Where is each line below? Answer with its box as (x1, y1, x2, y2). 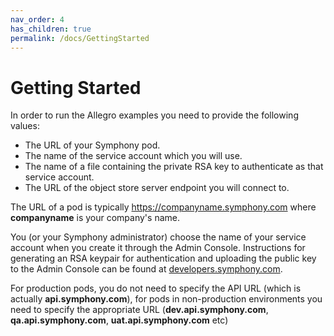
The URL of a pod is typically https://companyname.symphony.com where (10, 201, 317, 213)
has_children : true (10, 24, 92, 34)
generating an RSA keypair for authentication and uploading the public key (10, 252, 317, 265)
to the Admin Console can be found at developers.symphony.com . (10, 263, 283, 275)
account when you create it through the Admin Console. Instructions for (10, 242, 306, 254)
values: (10, 120, 40, 132)
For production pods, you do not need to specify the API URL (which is (10, 282, 302, 295)
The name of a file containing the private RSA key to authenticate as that (24, 161, 324, 173)
